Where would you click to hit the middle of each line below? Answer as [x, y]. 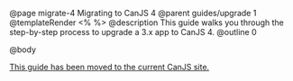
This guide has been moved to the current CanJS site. [110, 67]
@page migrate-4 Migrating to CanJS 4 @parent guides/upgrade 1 [133, 13]
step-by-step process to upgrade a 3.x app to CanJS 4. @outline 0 [133, 32]
